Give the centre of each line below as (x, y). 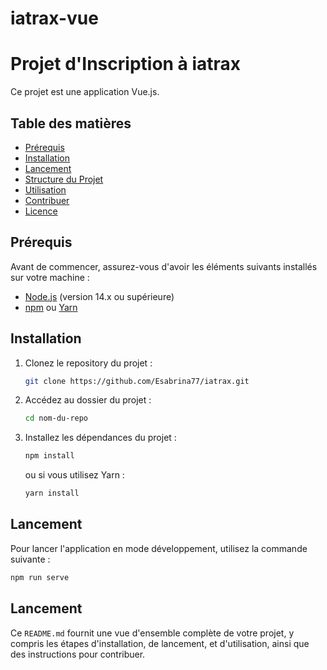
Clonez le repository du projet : (88, 363)
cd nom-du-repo (56, 418)
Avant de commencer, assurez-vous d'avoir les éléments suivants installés (164, 266)
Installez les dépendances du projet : (100, 438)
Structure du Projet (64, 179)
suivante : (30, 559)
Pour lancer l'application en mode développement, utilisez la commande (159, 548)
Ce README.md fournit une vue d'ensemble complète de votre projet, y (152, 633)
